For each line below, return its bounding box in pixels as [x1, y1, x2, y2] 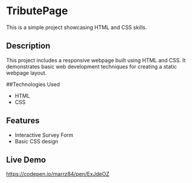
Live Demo [6, 155, 46, 165]
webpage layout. [6, 69, 47, 76]
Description [6, 41, 50, 51]
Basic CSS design [14, 137, 59, 145]
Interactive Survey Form [14, 131, 74, 139]
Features [6, 115, 40, 126]
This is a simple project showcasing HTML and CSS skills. [6, 24, 147, 31]
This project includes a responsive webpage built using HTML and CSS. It [6, 56, 186, 63]
